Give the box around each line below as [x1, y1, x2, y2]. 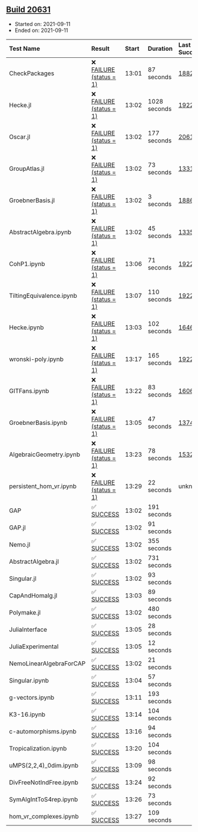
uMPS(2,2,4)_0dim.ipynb [9, 761, 78, 769]
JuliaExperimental [9, 642, 59, 651]
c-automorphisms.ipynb [9, 727, 77, 735]
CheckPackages [9, 69, 55, 77]
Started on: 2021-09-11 [14, 20, 71, 27]
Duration [147, 44, 173, 53]
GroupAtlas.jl [9, 164, 45, 173]
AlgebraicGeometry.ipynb [9, 450, 81, 459]
